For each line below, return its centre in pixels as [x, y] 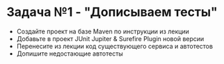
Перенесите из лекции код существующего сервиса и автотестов [115, 46]
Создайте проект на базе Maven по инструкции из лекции [103, 31]
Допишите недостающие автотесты [70, 54]
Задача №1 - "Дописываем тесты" [112, 12]
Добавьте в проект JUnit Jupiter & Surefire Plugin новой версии [110, 38]
